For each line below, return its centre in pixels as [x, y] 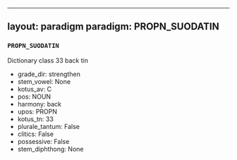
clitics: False [36, 134]
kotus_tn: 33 [36, 119]
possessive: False [43, 141]
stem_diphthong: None [50, 149]
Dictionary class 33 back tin [48, 60]
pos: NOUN [34, 97]
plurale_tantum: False [48, 126]
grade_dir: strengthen [49, 74]
